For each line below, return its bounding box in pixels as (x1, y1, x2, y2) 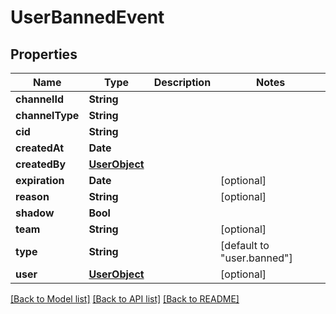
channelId (15, 92, 65, 106)
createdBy (15, 157, 67, 171)
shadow (15, 206, 55, 220)
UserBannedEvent (10, 6, 165, 29)
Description (153, 76, 212, 89)
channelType (15, 109, 80, 122)
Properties (10, 46, 78, 63)
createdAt (15, 141, 65, 155)
